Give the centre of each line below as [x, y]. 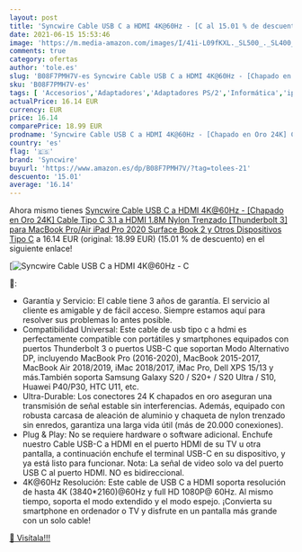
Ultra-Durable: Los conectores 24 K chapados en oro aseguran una [147, 396]
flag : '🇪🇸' [31, 151]
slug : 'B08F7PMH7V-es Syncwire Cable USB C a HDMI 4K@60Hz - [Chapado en [151, 76]
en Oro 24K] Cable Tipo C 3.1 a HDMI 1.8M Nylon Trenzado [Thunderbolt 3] [148, 220]
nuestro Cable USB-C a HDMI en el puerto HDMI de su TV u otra [142, 444]
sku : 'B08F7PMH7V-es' [50, 85]
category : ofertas [44, 59]
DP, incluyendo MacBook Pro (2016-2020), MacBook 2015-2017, [141, 358]
